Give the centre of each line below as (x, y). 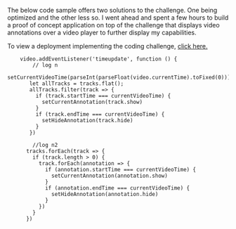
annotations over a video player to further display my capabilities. (102, 32)
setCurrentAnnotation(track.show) (92, 102)
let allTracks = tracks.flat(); (77, 84)
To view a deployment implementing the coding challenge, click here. (108, 46)
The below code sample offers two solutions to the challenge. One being (112, 10)
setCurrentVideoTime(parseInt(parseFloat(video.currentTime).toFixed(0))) (119, 77)
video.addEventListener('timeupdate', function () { (99, 59)
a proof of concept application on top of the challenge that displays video (113, 25)
